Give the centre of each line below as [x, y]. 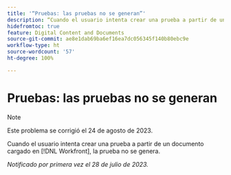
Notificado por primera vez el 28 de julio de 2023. [78, 164]
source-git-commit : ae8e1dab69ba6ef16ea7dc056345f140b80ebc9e [98, 39]
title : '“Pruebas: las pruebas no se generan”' [77, 13]
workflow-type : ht [33, 45]
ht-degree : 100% [30, 58]
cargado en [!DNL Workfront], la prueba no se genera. [84, 151]
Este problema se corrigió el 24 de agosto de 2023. [80, 130]
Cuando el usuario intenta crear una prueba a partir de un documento [106, 143]
